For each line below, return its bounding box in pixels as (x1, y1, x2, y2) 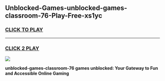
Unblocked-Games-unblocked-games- (5, 4, 128, 12)
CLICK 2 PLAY (5, 45, 39, 52)
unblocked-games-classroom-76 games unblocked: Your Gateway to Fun (5, 65, 158, 71)
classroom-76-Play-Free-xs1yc (5, 12, 103, 20)
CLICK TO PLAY (5, 27, 43, 33)
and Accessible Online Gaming (5, 70, 69, 76)
